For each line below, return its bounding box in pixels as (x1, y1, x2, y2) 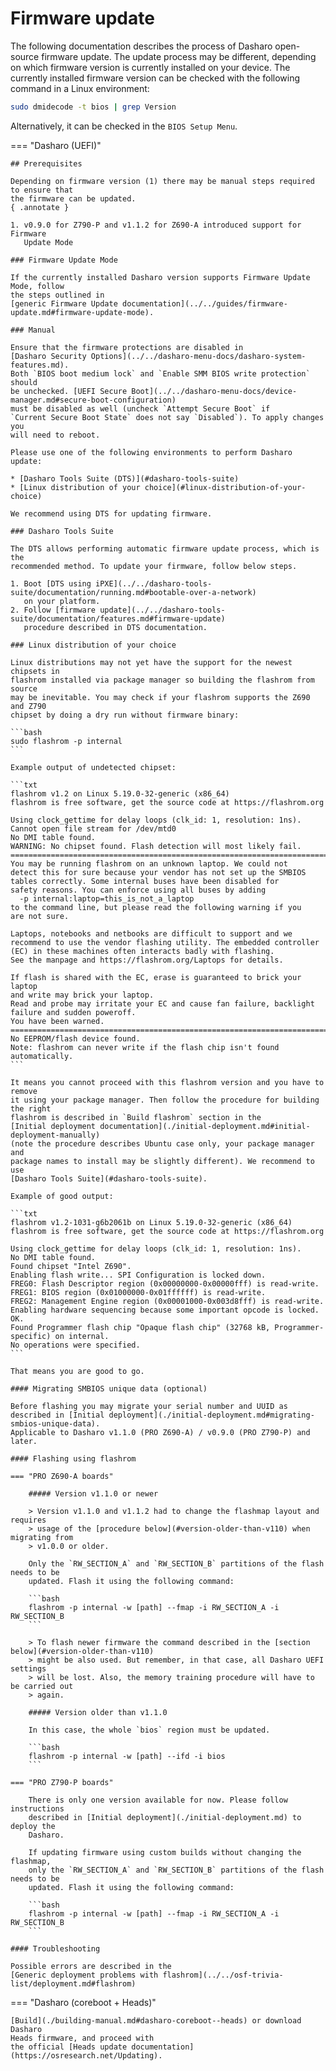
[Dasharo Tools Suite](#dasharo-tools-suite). (10, 1173, 208, 1184)
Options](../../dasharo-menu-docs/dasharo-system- (90, 351, 307, 361)
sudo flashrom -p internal (10, 736, 123, 746)
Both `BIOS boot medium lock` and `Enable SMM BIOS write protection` (10, 368, 311, 379)
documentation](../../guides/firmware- (121, 298, 288, 309)
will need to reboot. (10, 430, 101, 440)
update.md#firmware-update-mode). (10, 307, 155, 317)
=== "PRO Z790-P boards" (10, 1777, 114, 1787)
